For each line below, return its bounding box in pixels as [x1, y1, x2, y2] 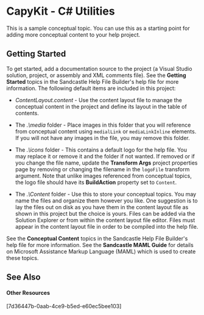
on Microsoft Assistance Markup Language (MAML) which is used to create [6, 248, 196, 255]
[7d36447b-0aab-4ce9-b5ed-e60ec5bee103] [6, 303, 122, 310]
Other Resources [6, 289, 51, 296]
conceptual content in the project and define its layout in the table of [15, 103, 187, 110]
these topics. [6, 254, 39, 261]
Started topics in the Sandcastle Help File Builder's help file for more [6, 78, 179, 85]
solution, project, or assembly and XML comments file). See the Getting [6, 72, 187, 79]
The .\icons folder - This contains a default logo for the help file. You [15, 146, 188, 154]
